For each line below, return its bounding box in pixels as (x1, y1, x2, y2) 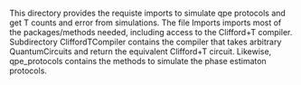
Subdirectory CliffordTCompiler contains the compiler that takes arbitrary (9, 36, 282, 47)
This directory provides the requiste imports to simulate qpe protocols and (9, 8, 287, 18)
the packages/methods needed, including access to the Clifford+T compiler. (9, 27, 293, 37)
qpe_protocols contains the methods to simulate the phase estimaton (9, 56, 267, 66)
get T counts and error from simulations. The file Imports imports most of (9, 17, 282, 28)
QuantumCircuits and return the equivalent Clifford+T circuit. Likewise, (9, 46, 272, 57)
